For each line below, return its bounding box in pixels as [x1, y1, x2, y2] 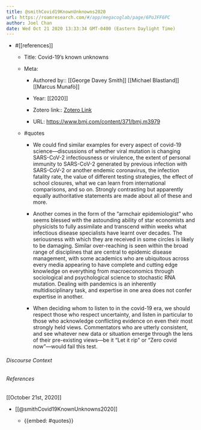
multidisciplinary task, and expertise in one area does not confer [32, 287, 192, 294]
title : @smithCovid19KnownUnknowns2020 [6, 8, 106, 15]
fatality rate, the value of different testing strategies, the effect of [32, 173, 194, 181]
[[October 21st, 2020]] [6, 394, 62, 401]
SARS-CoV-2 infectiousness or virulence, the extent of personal [32, 154, 191, 161]
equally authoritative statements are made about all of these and [32, 193, 192, 200]
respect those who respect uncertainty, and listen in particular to [32, 311, 193, 318]
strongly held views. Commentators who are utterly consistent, [32, 324, 188, 331]
